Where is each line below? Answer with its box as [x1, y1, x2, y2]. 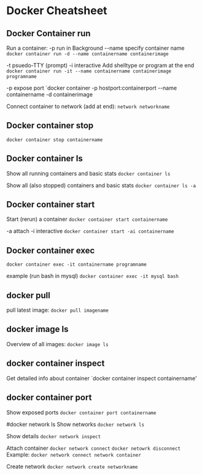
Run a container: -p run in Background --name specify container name [6, 44, 185, 52]
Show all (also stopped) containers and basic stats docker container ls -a [6, 182, 196, 189]
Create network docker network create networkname [6, 463, 138, 470]
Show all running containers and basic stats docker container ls [6, 169, 171, 177]
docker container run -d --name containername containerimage [6, 51, 169, 57]
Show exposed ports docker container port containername [6, 409, 157, 416]
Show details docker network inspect [6, 432, 101, 439]
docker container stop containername [6, 136, 103, 143]
